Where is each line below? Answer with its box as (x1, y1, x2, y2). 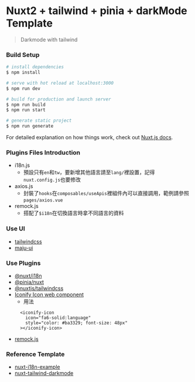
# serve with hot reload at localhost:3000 (6, 80, 114, 86)
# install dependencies (6, 64, 64, 70)
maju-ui (14, 244, 33, 251)
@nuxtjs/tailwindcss (14, 285, 64, 291)
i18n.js (14, 162, 30, 169)
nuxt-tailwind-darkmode (14, 370, 74, 377)
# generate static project (6, 118, 72, 124)
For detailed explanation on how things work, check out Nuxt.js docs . (6, 134, 173, 141)
